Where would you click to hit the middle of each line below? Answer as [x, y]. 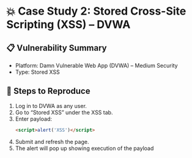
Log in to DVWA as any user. [51, 106]
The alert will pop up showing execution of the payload [84, 148]
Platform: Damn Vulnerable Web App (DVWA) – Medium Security [97, 66]
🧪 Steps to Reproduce [48, 91]
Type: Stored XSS [37, 72]
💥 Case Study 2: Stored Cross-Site [96, 11]
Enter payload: [33, 119]
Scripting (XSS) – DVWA [68, 25]
